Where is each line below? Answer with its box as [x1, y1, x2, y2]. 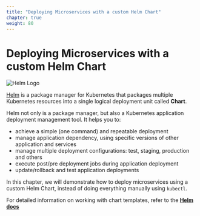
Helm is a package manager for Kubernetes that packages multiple [6, 91, 173, 99]
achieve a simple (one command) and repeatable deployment [15, 128, 168, 135]
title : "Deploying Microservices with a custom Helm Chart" [6, 9, 162, 15]
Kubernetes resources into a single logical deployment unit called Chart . [6, 98, 187, 105]
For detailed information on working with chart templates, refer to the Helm [6, 197, 194, 204]
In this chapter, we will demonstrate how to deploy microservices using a [6, 178, 188, 186]
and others [15, 153, 42, 161]
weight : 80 [6, 20, 34, 26]
